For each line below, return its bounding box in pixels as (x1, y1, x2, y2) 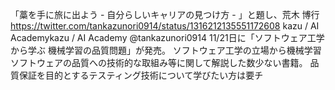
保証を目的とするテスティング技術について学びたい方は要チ (18, 69, 264, 81)
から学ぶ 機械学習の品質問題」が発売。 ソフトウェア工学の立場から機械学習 (10, 44, 322, 56)
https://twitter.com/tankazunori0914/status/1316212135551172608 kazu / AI (10, 20, 320, 32)
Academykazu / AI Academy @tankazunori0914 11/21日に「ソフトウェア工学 (10, 32, 325, 43)
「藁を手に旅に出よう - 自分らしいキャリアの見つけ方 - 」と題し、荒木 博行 (10, 9, 320, 20)
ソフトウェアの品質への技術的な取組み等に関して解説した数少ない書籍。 (10, 57, 308, 68)
